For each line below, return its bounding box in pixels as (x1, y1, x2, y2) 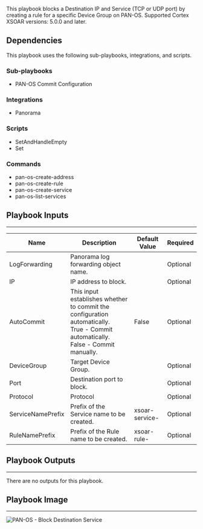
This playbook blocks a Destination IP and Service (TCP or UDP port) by (6, 5, 185, 12)
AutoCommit (9, 317, 45, 326)
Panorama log (70, 252, 110, 261)
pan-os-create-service (14, 186, 72, 193)
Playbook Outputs (6, 455, 76, 465)
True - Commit (70, 325, 113, 333)
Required (167, 238, 194, 247)
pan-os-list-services (14, 193, 66, 200)
